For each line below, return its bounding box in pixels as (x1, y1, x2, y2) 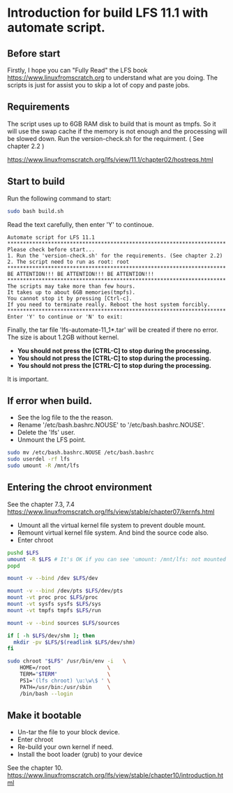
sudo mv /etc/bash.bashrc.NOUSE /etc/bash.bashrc (7, 449, 155, 457)
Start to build (7, 176, 65, 188)
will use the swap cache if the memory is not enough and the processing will (7, 127, 227, 135)
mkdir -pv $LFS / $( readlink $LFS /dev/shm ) (13, 639, 136, 646)
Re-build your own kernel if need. (17, 743, 114, 751)
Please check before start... (7, 246, 96, 253)
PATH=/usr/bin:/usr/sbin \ (20, 683, 111, 690)
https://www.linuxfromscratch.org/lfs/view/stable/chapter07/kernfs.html (7, 507, 215, 516)
